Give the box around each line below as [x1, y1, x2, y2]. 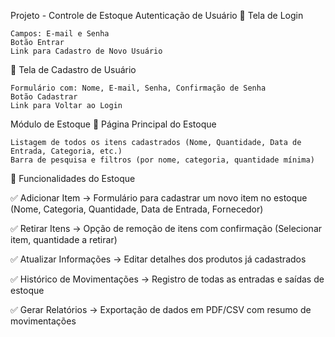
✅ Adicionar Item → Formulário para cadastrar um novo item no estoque [10, 192, 308, 204]
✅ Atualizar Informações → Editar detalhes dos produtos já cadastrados [10, 253, 307, 265]
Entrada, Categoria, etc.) [10, 146, 123, 156]
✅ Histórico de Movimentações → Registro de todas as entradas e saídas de [10, 273, 325, 285]
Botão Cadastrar [10, 92, 78, 102]
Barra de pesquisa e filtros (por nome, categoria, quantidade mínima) [10, 155, 315, 165]
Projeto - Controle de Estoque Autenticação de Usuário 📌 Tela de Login [10, 10, 304, 21]
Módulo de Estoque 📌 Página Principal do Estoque [10, 118, 217, 130]
